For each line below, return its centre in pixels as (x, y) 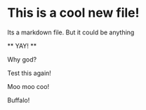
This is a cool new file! (73, 13)
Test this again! (29, 73)
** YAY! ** (22, 46)
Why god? (22, 59)
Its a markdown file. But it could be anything (71, 32)
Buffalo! (19, 100)
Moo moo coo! (28, 86)
